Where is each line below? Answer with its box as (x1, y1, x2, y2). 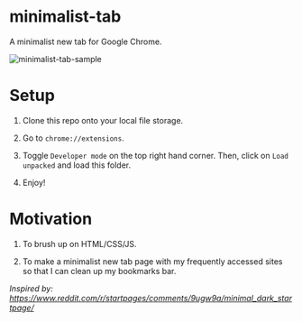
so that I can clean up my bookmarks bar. (22, 265, 177, 276)
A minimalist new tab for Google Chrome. (9, 36, 162, 47)
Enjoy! (22, 177, 46, 188)
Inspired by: (9, 282, 54, 294)
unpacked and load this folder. (22, 160, 132, 170)
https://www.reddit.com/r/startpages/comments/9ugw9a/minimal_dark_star (9, 292, 293, 303)
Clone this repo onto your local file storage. (22, 115, 184, 125)
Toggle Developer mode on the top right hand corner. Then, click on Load (22, 150, 289, 161)
